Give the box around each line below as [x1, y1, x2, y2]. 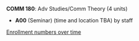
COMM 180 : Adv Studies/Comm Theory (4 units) [6, 5, 128, 12]
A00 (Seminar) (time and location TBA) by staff [15, 17, 133, 24]
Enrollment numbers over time [6, 28, 82, 36]
